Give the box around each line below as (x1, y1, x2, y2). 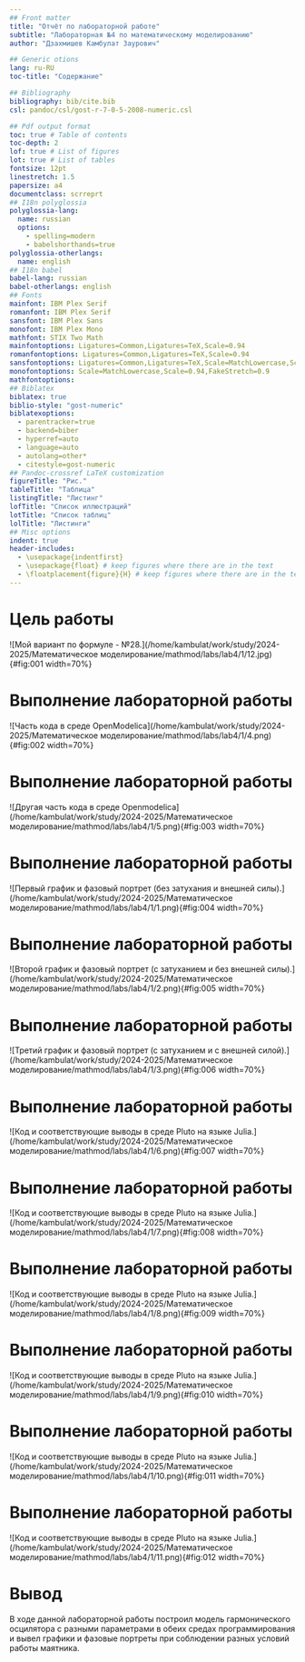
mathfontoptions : (9, 375, 75, 385)
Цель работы (9, 608, 114, 629)
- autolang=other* (17, 451, 88, 460)
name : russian (17, 215, 71, 224)
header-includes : (9, 545, 75, 554)
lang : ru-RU (9, 64, 54, 73)
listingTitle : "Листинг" (9, 494, 103, 503)
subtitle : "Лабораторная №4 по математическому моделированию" (9, 30, 254, 39)
